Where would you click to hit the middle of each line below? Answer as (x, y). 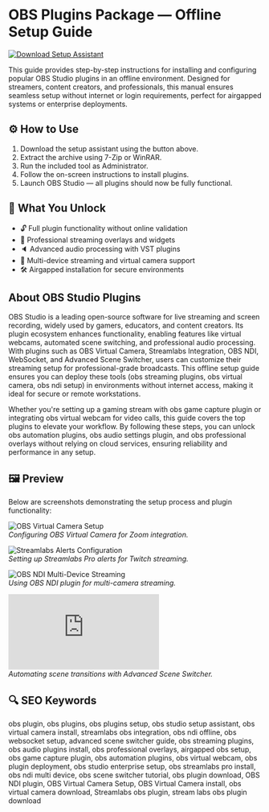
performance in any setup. (52, 452)
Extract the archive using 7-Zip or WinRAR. (91, 157)
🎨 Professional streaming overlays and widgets (98, 240)
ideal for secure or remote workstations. (75, 394)
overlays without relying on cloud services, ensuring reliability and (118, 443)
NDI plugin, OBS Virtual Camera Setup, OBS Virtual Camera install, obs (125, 783)
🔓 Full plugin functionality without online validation (104, 228)
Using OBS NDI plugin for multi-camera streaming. (92, 583)
